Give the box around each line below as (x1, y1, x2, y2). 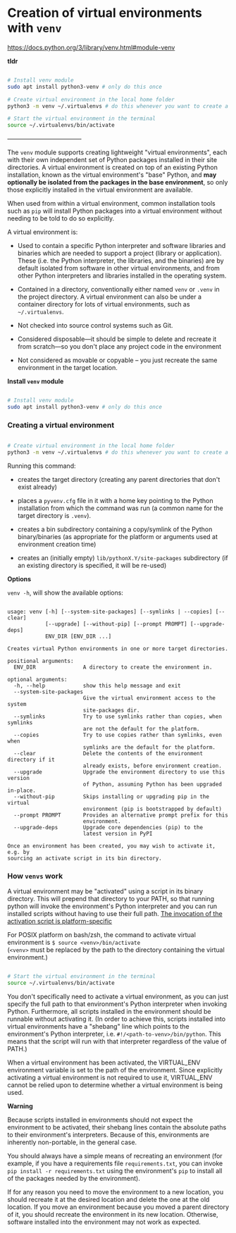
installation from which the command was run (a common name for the (17, 504, 223, 512)
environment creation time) (17, 540, 97, 548)
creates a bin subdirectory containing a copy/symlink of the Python (17, 525, 213, 533)
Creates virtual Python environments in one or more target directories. (7, 645, 229, 652)
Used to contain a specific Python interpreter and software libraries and (17, 242, 226, 250)
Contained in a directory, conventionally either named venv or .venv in (17, 285, 220, 294)
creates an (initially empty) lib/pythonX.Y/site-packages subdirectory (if (17, 553, 228, 562)
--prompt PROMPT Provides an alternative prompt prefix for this (13, 812, 229, 819)
